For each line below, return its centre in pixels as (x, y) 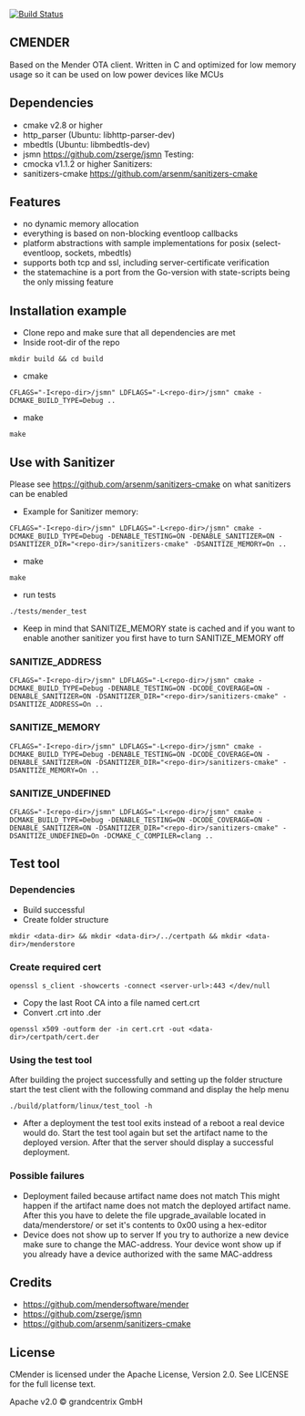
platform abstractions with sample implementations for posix (136, 243)
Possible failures (47, 1176)
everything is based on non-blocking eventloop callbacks (130, 233)
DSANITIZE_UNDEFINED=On (55, 836)
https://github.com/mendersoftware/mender (106, 1305)
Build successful (53, 910)
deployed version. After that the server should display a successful (148, 1142)
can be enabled (39, 494)
